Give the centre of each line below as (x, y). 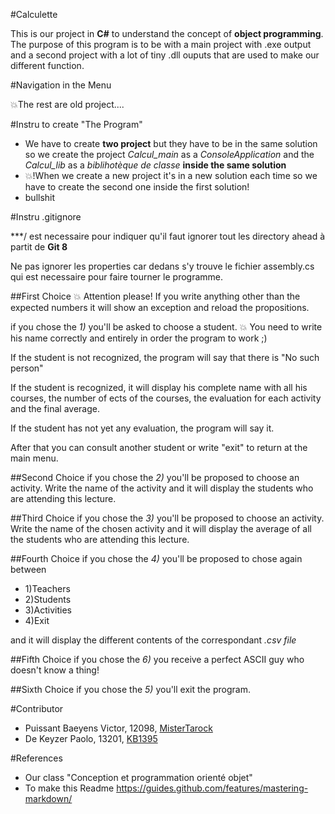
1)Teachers (47, 588)
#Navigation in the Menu (61, 85)
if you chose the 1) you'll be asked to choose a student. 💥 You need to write (166, 327)
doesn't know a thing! (55, 670)
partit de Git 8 (39, 247)
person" (27, 368)
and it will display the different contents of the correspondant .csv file (153, 640)
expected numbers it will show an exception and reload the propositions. (160, 307)
